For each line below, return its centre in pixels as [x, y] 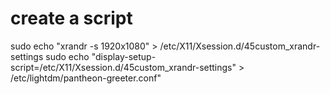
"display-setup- [124, 56]
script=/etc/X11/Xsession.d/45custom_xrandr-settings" [123, 67]
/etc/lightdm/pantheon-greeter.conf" [86, 78]
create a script [71, 18]
